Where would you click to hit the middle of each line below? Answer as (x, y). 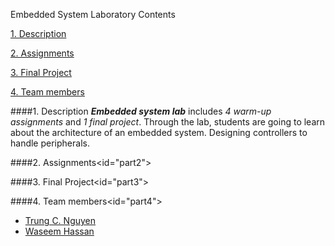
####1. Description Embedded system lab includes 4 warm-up (141, 111)
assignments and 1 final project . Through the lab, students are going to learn (168, 122)
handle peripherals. (50, 143)
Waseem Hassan (59, 231)
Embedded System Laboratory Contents (93, 14)
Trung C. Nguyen (60, 220)
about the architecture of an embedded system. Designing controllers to (159, 132)
